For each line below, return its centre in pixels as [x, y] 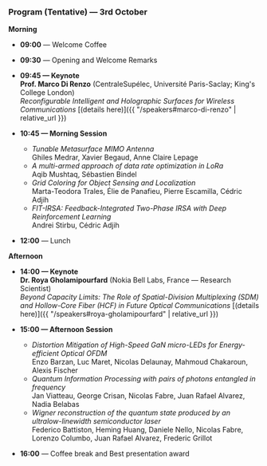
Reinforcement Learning [71, 217]
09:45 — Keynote [49, 76]
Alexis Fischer [55, 370]
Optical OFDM [84, 353]
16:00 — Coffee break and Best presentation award [104, 454]
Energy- [232, 345]
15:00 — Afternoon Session [66, 330]
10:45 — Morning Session [63, 133]
